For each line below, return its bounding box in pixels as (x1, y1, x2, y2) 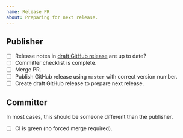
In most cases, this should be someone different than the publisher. (6, 113, 173, 121)
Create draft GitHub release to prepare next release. (14, 79, 144, 87)
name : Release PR (6, 8, 50, 15)
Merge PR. (14, 66, 42, 73)
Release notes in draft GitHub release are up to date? (14, 52, 146, 60)
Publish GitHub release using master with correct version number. (14, 73, 178, 80)
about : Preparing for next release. (6, 14, 98, 20)
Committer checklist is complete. (14, 59, 97, 67)
